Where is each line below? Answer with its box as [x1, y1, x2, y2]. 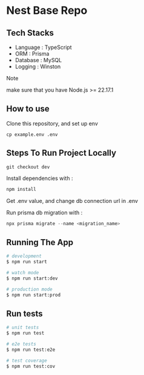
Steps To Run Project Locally [6, 148, 117, 158]
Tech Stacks [6, 28, 54, 38]
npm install [6, 186, 36, 192]
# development [6, 253, 42, 260]
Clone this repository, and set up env [6, 120, 99, 127]
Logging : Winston [15, 63, 61, 70]
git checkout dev [6, 164, 50, 170]
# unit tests [6, 324, 39, 331]
